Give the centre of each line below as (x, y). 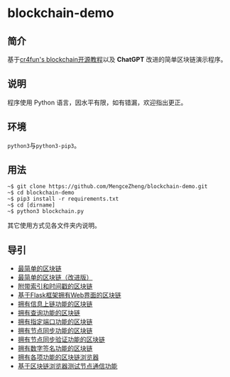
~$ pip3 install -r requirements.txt (63, 199)
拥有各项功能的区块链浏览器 (58, 357)
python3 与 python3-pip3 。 (44, 145)
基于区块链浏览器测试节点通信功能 (67, 366)
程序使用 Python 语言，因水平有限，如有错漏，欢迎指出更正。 (97, 102)
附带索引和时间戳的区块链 (55, 286)
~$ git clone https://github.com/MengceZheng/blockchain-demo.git (108, 187)
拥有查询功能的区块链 (49, 313)
